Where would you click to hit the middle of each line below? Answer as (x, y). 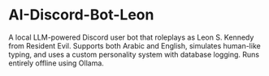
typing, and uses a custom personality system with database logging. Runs (134, 54)
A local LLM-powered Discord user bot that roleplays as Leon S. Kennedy (131, 37)
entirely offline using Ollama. (56, 63)
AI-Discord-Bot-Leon (81, 15)
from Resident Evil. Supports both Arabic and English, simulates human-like (135, 45)
